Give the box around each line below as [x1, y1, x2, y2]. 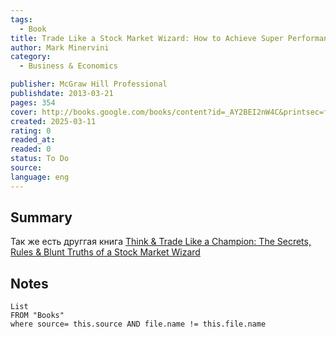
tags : [10, 14, 33, 25]
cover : [10, 107, 38, 117]
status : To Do [10, 154, 70, 164]
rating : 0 [10, 126, 52, 136]
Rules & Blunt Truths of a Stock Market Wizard [10, 246, 201, 258]
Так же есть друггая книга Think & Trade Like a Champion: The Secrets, [10, 236, 312, 248]
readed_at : [10, 135, 56, 145]
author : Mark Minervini [10, 42, 110, 53]
